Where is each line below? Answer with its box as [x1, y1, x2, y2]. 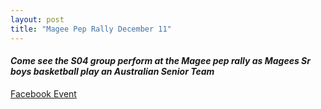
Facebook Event [10, 87, 77, 100]
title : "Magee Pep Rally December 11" [10, 24, 172, 34]
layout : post [10, 14, 65, 25]
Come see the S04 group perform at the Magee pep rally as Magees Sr [10, 55, 311, 67]
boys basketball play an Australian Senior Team [10, 66, 215, 78]
